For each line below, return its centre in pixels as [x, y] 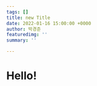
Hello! [22, 76]
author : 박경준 [24, 29]
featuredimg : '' [27, 35]
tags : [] [17, 12]
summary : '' [21, 40]
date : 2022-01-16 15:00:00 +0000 [49, 23]
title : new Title [28, 18]
